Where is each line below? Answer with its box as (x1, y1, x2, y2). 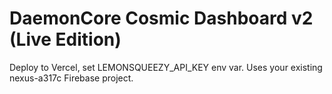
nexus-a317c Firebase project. (9, 72, 134, 84)
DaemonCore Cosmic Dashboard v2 (9, 7, 314, 30)
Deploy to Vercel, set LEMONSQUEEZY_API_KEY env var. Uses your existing (9, 61, 323, 73)
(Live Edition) (9, 28, 122, 51)
